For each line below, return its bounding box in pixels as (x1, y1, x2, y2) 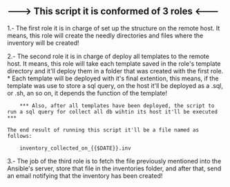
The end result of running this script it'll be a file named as (7, 126, 199, 134)
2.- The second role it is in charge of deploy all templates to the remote (7, 52, 209, 60)
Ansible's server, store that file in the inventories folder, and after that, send (7, 164, 222, 172)
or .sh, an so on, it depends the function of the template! (7, 89, 168, 97)
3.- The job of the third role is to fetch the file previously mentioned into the (7, 157, 222, 165)
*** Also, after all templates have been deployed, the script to (19, 102, 215, 109)
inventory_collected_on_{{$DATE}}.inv (19, 145, 131, 152)
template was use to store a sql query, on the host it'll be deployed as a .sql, (7, 81, 223, 89)
